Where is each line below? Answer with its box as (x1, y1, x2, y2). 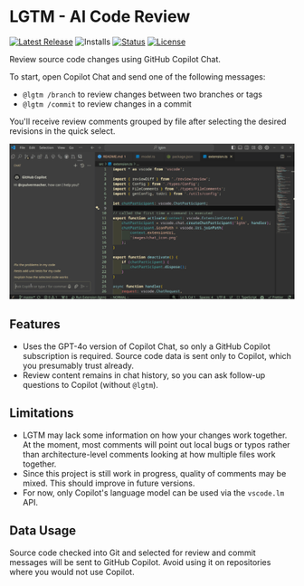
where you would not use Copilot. (9, 566, 135, 577)
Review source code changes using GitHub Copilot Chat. (9, 53, 222, 64)
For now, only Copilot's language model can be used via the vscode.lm (22, 487, 285, 498)
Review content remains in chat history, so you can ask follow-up (22, 369, 266, 381)
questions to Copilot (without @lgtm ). (22, 379, 158, 390)
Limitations (9, 405, 74, 421)
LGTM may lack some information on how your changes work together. (22, 430, 288, 440)
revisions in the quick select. (9, 125, 116, 137)
